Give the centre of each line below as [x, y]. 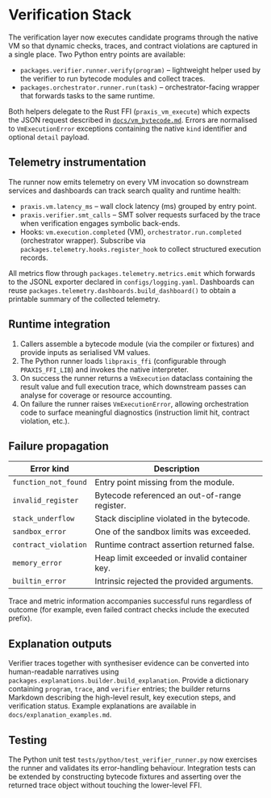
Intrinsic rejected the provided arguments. [174, 581]
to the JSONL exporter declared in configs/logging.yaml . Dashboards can [131, 282]
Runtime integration [59, 324]
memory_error [38, 563]
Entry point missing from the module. [165, 483]
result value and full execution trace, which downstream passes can [133, 386]
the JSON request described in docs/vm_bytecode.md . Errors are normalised [133, 119]
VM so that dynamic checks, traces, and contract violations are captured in [133, 45]
